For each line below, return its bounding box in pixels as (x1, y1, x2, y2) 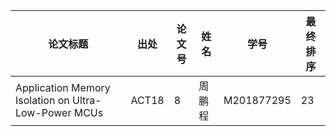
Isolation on (15, 94, 70, 107)
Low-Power (15, 106, 72, 119)
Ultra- (71, 94, 102, 107)
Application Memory (15, 81, 111, 94)
